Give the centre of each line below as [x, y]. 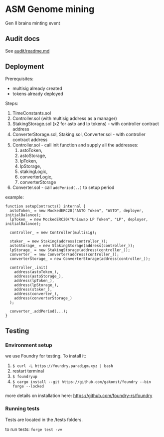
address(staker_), [33, 289]
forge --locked [28, 386]
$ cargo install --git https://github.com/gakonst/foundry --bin [82, 382]
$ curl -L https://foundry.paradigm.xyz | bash [63, 366]
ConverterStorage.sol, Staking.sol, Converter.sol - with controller [79, 134]
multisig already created [37, 88]
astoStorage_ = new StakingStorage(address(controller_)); [72, 245]
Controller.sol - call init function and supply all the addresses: [75, 145]
